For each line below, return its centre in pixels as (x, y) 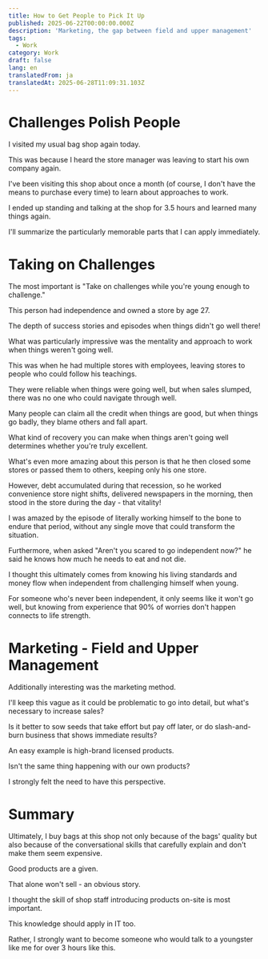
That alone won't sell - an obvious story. (74, 885)
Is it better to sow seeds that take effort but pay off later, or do (111, 727)
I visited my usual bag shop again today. (74, 144)
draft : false (30, 61)
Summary (41, 814)
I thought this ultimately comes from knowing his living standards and (123, 575)
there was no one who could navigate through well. (93, 398)
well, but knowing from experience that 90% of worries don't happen (122, 607)
